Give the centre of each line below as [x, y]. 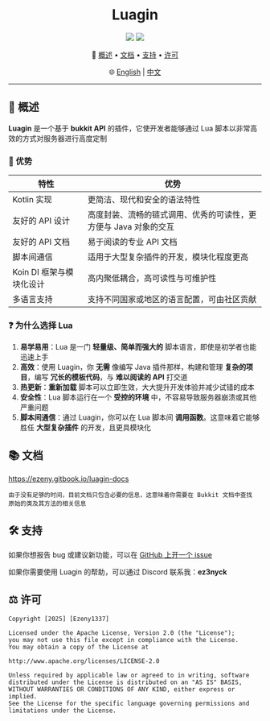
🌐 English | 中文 [135, 72]
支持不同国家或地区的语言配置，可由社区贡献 [172, 300]
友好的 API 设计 [41, 221]
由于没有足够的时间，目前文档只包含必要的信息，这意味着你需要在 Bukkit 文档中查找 [131, 495]
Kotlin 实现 [32, 200]
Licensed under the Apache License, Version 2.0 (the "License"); [122, 633]
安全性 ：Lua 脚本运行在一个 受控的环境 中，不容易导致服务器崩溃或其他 [138, 397]
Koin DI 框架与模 [43, 272]
